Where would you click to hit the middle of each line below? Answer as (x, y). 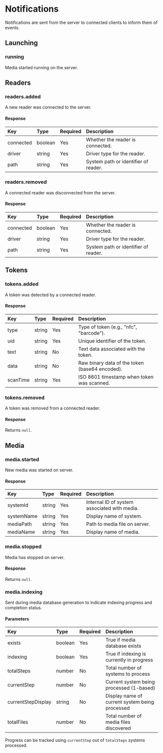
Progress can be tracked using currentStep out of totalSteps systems (75, 740)
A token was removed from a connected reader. (53, 408)
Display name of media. (113, 532)
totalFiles (18, 722)
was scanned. (94, 383)
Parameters (17, 619)
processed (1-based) (130, 688)
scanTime (19, 380)
